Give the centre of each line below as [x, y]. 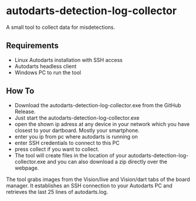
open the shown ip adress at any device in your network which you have [102, 124]
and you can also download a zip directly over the [107, 162]
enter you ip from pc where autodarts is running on [76, 136]
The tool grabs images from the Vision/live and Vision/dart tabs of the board [98, 179]
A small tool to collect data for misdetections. [61, 27]
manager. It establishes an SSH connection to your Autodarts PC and [89, 185]
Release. [25, 111]
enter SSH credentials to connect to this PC [67, 143]
